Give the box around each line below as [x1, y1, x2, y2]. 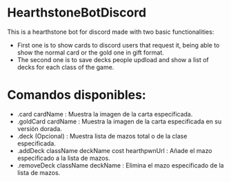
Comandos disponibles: [7, 88, 146, 103]
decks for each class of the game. [17, 63, 114, 71]
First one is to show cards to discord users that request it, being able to [17, 41, 220, 49]
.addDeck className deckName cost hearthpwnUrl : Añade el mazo [17, 146, 212, 154]
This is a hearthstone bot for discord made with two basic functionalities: [7, 28, 214, 36]
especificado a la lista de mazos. [17, 154, 110, 162]
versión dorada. [17, 124, 62, 132]
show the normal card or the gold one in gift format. [17, 48, 164, 57]
